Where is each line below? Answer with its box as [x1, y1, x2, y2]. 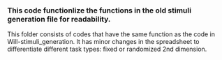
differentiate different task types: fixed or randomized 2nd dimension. [7, 45, 207, 54]
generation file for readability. [7, 14, 111, 24]
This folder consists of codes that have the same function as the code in [7, 30, 215, 38]
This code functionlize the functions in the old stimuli [7, 6, 192, 15]
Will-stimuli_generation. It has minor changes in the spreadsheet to [7, 38, 200, 46]
